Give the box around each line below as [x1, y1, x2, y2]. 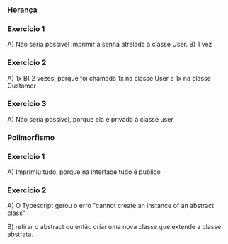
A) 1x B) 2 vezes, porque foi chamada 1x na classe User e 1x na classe [7, 74, 211, 82]
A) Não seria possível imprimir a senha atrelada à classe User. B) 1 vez [7, 40, 212, 49]
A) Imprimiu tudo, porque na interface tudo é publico [7, 168, 161, 176]
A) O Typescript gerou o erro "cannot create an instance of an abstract [7, 202, 215, 210]
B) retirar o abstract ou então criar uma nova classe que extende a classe [7, 223, 222, 231]
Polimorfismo [7, 132, 55, 142]
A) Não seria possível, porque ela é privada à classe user [7, 115, 173, 123]
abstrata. [7, 230, 34, 238]
